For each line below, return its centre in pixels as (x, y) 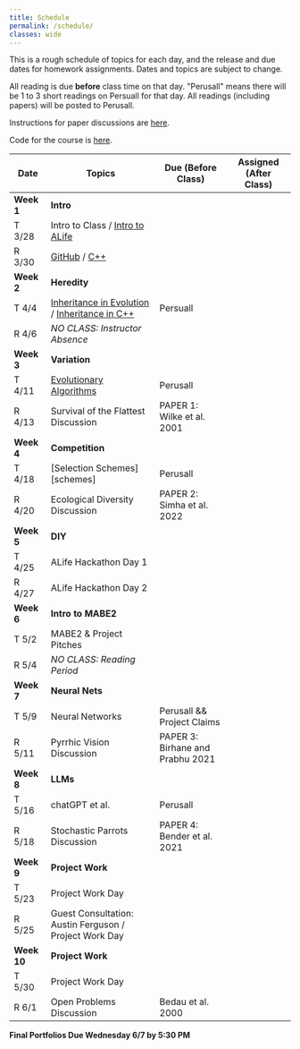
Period (64, 670)
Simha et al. (183, 505)
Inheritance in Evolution (100, 303)
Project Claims (190, 722)
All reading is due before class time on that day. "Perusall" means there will (148, 87)
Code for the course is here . (61, 141)
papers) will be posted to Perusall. (72, 106)
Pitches (66, 645)
